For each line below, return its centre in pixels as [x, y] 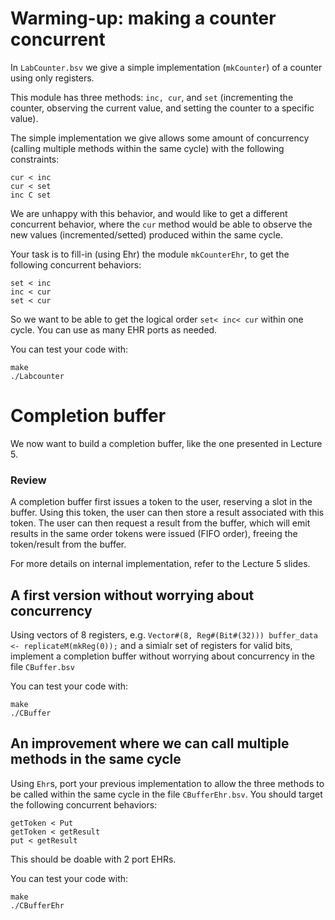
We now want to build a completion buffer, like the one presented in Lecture [166, 443]
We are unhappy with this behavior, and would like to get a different [149, 213]
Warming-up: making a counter [143, 18]
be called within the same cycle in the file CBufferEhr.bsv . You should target [166, 794]
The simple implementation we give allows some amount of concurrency [160, 138]
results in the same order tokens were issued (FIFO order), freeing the [154, 534]
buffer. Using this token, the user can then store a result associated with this [167, 513]
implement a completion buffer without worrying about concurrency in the [162, 656]
